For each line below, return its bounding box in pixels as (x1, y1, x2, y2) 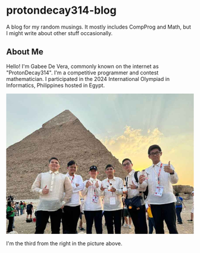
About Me (6, 47, 43, 57)
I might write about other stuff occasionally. (6, 29, 113, 36)
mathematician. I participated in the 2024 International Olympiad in (6, 75, 170, 82)
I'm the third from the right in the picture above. (6, 240, 123, 247)
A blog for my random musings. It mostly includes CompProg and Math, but (6, 23, 192, 30)
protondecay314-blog (6, 4, 117, 17)
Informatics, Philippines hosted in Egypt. (6, 82, 105, 89)
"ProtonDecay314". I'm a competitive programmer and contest (6, 69, 159, 76)
